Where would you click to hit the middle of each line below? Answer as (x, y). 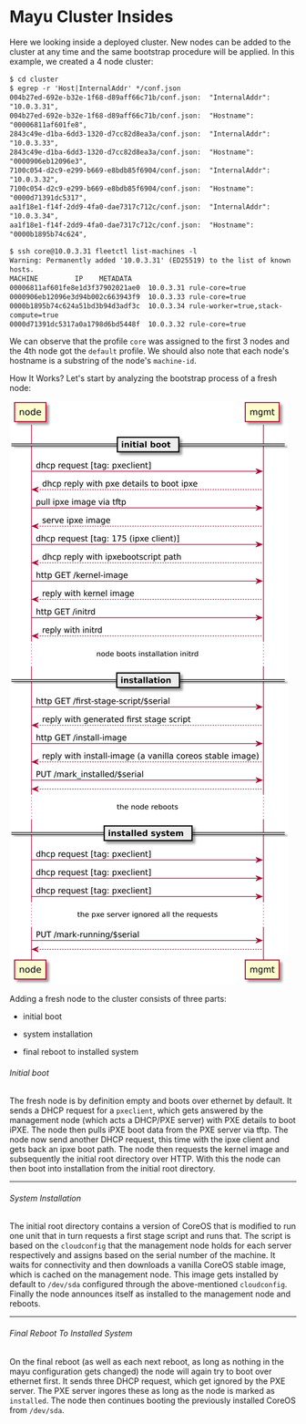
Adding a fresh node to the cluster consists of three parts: (118, 998)
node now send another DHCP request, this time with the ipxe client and (145, 1140)
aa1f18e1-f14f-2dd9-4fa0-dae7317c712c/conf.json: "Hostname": (132, 225)
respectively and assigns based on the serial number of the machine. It (143, 1255)
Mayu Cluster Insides (92, 17)
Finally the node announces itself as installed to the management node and (150, 1294)
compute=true (34, 315)
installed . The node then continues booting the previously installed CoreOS (153, 1400)
